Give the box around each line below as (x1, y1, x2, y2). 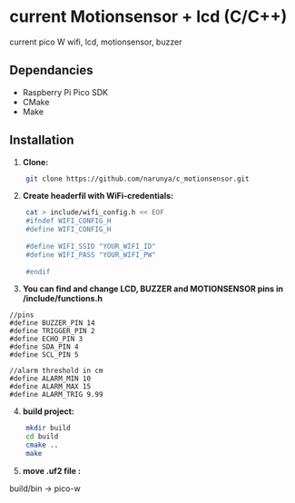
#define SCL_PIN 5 (9, 350, 79, 360)
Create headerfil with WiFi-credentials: (22, 191, 174, 202)
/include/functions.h (22, 293, 103, 304)
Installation (9, 133, 74, 148)
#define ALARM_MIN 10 (9, 374, 92, 383)
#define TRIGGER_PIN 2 (9, 327, 95, 336)
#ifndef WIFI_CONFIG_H (25, 216, 112, 226)
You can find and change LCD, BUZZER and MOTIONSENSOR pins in (22, 283, 284, 294)
